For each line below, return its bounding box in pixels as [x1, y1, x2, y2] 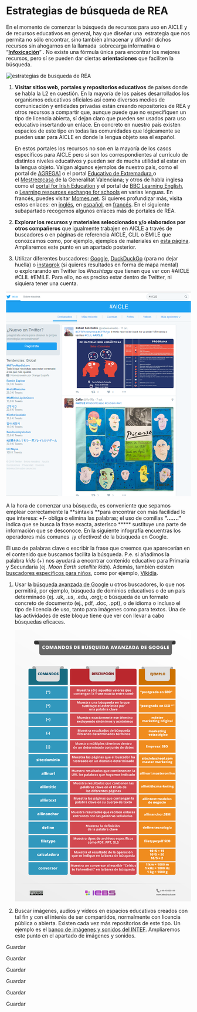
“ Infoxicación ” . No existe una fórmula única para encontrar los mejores [6, 48, 181, 55]
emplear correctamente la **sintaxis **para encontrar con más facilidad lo [6, 508, 186, 515]
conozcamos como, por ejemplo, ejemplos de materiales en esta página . [14, 237, 191, 244]
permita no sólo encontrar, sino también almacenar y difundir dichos [6, 36, 171, 43]
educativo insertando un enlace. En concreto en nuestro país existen [14, 121, 181, 128]
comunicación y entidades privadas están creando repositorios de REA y [14, 102, 191, 109]
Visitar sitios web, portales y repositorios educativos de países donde [14, 83, 188, 90]
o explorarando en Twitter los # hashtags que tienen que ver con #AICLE [14, 267, 189, 274]
